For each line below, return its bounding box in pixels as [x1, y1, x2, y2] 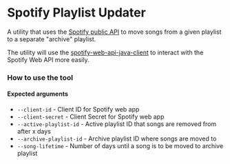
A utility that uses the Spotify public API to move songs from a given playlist [7, 28, 222, 36]
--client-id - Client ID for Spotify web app [17, 105, 140, 114]
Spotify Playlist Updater [7, 5, 146, 21]
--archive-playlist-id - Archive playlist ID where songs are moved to [17, 134, 217, 143]
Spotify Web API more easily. [7, 55, 90, 63]
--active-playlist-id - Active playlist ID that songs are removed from [17, 120, 217, 128]
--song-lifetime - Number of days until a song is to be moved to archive [17, 142, 224, 150]
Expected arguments [7, 90, 69, 98]
